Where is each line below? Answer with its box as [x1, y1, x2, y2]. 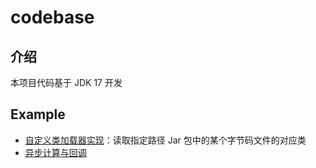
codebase [10, 6, 95, 29]
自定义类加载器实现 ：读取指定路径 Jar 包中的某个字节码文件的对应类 [24, 134, 307, 146]
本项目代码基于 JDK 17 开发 [10, 77, 123, 88]
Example [10, 106, 66, 123]
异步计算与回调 [24, 146, 87, 158]
